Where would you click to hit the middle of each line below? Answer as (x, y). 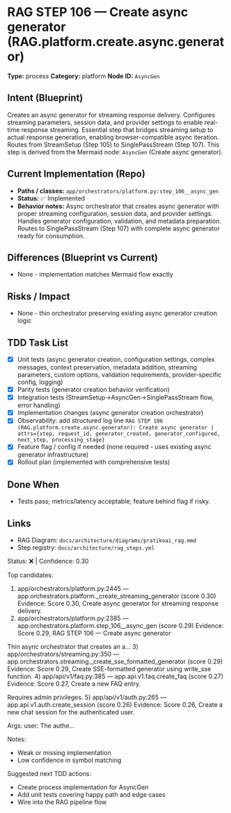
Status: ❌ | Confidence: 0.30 (48, 561)
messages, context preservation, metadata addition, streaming (107, 367)
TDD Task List (38, 343)
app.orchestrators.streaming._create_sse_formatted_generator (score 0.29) (115, 661)
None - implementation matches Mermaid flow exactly (95, 274)
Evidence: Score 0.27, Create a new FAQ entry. (74, 684)
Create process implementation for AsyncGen (83, 787)
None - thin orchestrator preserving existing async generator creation (117, 313)
